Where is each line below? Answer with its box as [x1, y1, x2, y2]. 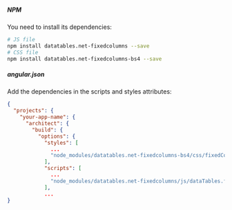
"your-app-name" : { [19, 114, 76, 120]
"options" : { [37, 133, 76, 140]
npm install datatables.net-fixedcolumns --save [7, 42, 150, 50]
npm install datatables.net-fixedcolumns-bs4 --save [7, 55, 162, 62]
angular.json [7, 70, 45, 78]
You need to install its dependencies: [7, 23, 113, 31]
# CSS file [7, 49, 39, 56]
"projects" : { [13, 107, 54, 114]
